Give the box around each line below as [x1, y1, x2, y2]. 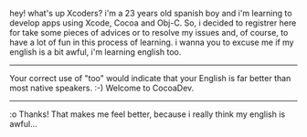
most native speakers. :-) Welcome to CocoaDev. [9, 82, 195, 93]
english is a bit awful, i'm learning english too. [9, 47, 182, 58]
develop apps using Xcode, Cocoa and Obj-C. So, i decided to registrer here [9, 17, 297, 28]
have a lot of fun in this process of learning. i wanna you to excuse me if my [9, 37, 294, 47]
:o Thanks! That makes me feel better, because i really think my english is [9, 109, 286, 120]
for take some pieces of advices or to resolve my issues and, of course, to [9, 27, 289, 37]
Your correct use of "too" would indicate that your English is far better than [9, 73, 291, 83]
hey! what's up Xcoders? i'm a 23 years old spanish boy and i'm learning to [9, 8, 292, 18]
